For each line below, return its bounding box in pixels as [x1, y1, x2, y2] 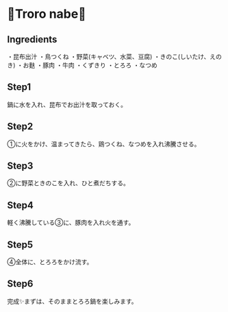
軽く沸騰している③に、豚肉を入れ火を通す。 [7, 219, 135, 227]
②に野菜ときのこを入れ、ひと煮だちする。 [7, 179, 130, 187]
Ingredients [7, 34, 58, 45]
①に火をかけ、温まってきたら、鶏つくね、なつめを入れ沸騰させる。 [7, 140, 201, 148]
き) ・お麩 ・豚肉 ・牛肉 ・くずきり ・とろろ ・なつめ [7, 61, 157, 69]
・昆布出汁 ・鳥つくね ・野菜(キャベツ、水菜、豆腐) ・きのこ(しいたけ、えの [7, 53, 223, 60]
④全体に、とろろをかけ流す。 [7, 258, 93, 266]
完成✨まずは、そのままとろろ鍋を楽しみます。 [7, 297, 138, 305]
